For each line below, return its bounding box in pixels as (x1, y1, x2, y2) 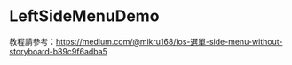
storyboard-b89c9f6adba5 (9, 46, 108, 56)
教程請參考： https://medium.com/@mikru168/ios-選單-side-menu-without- (9, 36, 283, 47)
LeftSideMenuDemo (9, 6, 160, 26)
